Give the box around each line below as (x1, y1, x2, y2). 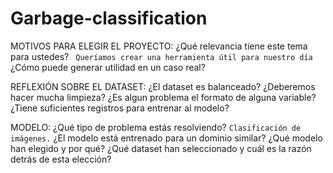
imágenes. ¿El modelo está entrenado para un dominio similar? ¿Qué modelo (10, 132, 323, 144)
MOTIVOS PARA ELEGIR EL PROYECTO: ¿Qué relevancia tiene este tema (10, 40, 308, 52)
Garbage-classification (10, 7, 208, 30)
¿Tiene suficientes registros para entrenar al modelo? (10, 102, 230, 114)
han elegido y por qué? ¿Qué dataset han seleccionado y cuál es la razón (10, 142, 312, 154)
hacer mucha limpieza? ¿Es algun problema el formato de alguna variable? (10, 91, 317, 103)
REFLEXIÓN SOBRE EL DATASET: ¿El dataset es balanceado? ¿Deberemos (10, 80, 316, 92)
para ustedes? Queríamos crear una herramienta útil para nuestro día (10, 50, 313, 62)
